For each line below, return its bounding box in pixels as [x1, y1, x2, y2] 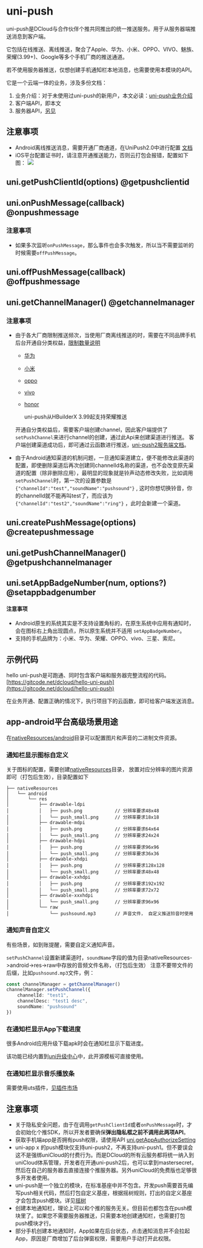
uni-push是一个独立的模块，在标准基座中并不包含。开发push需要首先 [15, 1182, 188, 1189]
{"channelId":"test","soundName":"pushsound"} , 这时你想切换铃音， [15, 484, 187, 491]
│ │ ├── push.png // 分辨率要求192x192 [6, 881, 165, 887]
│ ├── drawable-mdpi [6, 820, 85, 826]
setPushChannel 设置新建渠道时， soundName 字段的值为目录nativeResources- [6, 953, 193, 961]
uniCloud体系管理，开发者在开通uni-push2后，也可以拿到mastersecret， [15, 1159, 197, 1167]
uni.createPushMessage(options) [6, 517, 136, 528]
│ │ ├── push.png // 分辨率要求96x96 [6, 844, 159, 851]
